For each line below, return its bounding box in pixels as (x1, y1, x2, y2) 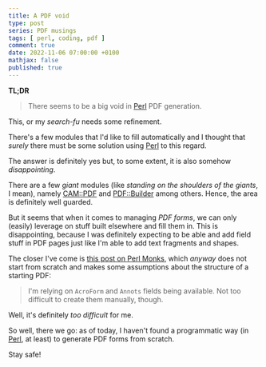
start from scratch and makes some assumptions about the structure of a (8, 261, 249, 272)
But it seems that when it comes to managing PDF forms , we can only (8, 213, 237, 222)
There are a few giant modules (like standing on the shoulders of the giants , (8, 180, 258, 189)
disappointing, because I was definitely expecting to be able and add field (8, 229, 252, 239)
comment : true (8, 42, 56, 50)
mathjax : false (8, 57, 59, 65)
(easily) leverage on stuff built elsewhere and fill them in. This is (8, 221, 218, 230)
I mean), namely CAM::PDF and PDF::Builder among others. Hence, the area (8, 189, 258, 198)
